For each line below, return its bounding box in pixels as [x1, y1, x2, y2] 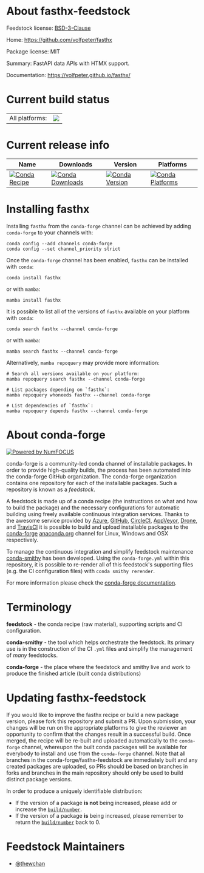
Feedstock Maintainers [6, 840, 125, 854]
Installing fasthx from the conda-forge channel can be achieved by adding [6, 222, 191, 229]
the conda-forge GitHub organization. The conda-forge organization [6, 472, 177, 480]
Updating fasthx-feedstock [6, 691, 146, 705]
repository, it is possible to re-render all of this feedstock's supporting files [6, 560, 193, 568]
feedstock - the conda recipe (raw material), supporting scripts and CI [6, 620, 183, 628]
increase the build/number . [15, 806, 83, 813]
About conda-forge [6, 428, 106, 441]
